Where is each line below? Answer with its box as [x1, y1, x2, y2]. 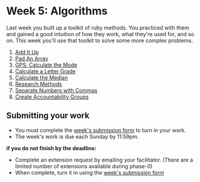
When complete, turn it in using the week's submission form [14, 169, 164, 176]
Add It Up [14, 48, 39, 55]
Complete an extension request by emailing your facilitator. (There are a [14, 156, 193, 163]
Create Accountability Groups [14, 93, 89, 100]
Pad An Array [14, 55, 48, 62]
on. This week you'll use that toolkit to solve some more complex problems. [6, 37, 193, 44]
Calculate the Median [14, 74, 68, 81]
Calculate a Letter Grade [14, 67, 76, 74]
